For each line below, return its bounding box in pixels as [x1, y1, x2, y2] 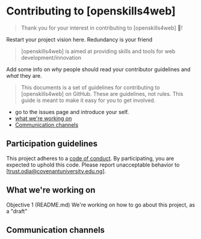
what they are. [6, 72, 42, 79]
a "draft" [6, 207, 28, 215]
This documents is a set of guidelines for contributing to [20, 83, 161, 91]
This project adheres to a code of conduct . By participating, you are [6, 155, 175, 162]
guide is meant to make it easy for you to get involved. [20, 97, 156, 104]
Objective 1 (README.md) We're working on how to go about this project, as [6, 201, 196, 208]
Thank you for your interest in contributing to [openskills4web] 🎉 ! [20, 24, 183, 31]
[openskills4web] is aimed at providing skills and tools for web [20, 47, 176, 55]
